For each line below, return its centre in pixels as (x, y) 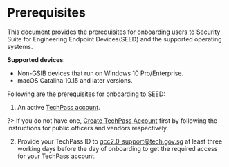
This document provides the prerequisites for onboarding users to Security (114, 32)
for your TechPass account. (56, 156)
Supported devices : (36, 59)
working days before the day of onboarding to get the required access (117, 148)
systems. (20, 46)
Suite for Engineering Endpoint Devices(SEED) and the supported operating (115, 39)
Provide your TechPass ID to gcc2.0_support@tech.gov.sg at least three (120, 141)
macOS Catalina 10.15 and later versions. (75, 80)
